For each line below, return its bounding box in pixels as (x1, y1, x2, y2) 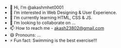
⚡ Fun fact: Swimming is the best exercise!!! (9, 37, 97, 43)
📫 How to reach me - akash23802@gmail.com (9, 25, 104, 31)
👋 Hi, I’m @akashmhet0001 (9, 5, 64, 10)
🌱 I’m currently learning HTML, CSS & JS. (9, 15, 92, 20)
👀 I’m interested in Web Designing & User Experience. (9, 10, 118, 15)
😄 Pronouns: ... (9, 32, 41, 38)
